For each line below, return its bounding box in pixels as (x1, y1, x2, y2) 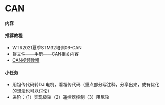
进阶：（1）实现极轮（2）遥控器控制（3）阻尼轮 (12, 94, 110, 100)
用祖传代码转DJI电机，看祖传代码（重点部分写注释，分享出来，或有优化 (12, 82, 160, 88)
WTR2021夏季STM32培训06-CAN (12, 44, 82, 50)
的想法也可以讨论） (12, 88, 52, 94)
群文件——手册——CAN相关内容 (12, 51, 79, 57)
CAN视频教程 (12, 57, 40, 63)
